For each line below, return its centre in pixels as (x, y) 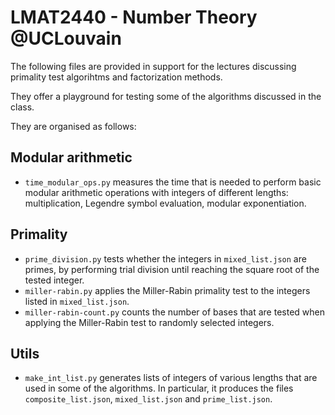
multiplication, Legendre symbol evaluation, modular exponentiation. (165, 203)
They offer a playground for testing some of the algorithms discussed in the (166, 96)
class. (22, 107)
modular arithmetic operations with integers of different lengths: (156, 192)
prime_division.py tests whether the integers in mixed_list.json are (165, 258)
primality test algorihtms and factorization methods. (116, 77)
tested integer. (54, 280)
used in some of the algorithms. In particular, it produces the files (159, 388)
